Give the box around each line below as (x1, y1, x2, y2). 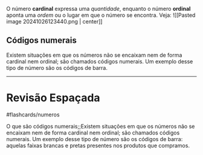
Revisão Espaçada (6, 91, 101, 104)
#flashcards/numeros (6, 111, 60, 118)
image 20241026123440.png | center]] (6, 18, 103, 25)
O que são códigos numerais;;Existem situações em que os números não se (6, 122, 195, 130)
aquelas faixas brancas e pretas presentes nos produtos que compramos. (6, 142, 190, 149)
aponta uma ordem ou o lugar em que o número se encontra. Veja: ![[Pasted (6, 11, 196, 19)
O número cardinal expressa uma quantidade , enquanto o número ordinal (6, 5, 191, 12)
